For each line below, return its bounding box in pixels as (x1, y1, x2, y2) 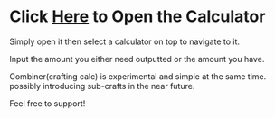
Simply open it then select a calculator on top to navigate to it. (9, 36, 241, 47)
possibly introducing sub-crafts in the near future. (9, 80, 195, 91)
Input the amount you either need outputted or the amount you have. (9, 53, 265, 64)
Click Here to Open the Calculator (9, 6, 266, 27)
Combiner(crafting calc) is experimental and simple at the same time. (9, 70, 267, 82)
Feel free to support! (9, 97, 86, 109)
